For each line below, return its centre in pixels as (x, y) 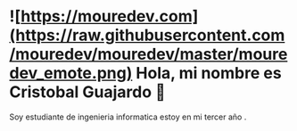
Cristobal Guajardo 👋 (88, 92)
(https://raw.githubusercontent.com (147, 35)
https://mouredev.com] (110, 16)
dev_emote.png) (71, 74)
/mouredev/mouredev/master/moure (148, 54)
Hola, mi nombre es (209, 74)
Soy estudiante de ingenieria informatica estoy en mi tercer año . (128, 117)
